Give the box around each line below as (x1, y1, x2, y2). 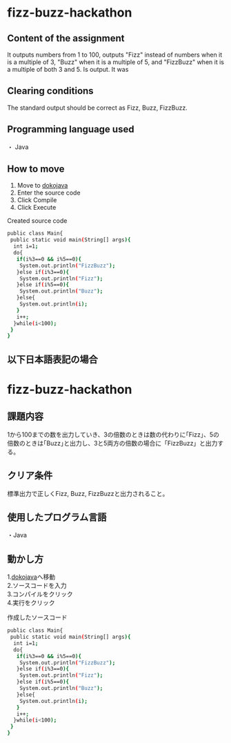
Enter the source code (17, 188, 81, 197)
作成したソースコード (7, 613, 68, 622)
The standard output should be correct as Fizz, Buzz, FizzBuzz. (7, 103, 188, 112)
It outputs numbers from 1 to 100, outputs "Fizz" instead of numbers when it (7, 50, 223, 59)
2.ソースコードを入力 (7, 582, 67, 590)
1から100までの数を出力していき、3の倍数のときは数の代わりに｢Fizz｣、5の (7, 430, 219, 439)
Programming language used (7, 123, 134, 135)
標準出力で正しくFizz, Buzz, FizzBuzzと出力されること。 (7, 489, 169, 497)
